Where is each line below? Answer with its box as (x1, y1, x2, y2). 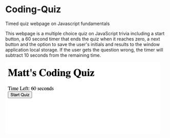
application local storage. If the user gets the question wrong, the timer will (5, 47, 163, 53)
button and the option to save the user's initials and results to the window (5, 41, 160, 47)
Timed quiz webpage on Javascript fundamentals (5, 20, 110, 27)
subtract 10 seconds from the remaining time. (5, 52, 101, 58)
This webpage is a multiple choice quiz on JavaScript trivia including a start (5, 30, 165, 36)
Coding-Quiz (5, 4, 61, 15)
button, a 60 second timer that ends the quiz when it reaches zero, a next (5, 36, 160, 42)
